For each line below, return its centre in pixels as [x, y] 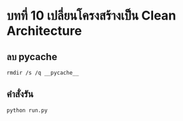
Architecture [44, 31]
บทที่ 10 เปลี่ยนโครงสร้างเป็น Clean [91, 16]
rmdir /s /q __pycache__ [43, 73]
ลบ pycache [32, 57]
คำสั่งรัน [20, 94]
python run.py [27, 110]
